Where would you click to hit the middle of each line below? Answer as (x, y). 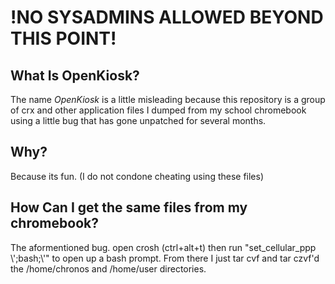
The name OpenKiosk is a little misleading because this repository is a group (168, 99)
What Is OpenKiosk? (75, 75)
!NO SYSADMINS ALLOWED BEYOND (167, 17)
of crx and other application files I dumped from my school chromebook (158, 110)
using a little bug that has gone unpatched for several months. (138, 120)
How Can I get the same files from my (129, 207)
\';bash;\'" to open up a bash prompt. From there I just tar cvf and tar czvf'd (165, 258)
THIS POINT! (63, 38)
